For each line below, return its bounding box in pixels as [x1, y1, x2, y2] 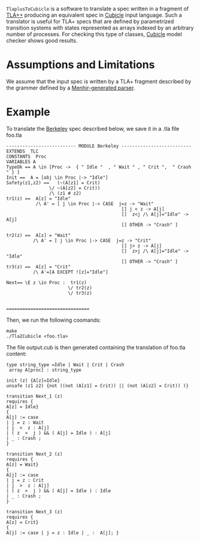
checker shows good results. [6, 37, 78, 44]
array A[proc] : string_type [8, 367, 82, 373]
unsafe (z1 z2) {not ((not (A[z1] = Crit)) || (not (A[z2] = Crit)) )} [6, 382, 189, 389]
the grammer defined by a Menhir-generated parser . [6, 84, 135, 91]
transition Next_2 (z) [6, 451, 63, 457]
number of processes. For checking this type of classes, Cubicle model [6, 31, 183, 38]
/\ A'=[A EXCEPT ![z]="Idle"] [32, 269, 109, 275]
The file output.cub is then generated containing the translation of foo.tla [6, 343, 186, 351]
